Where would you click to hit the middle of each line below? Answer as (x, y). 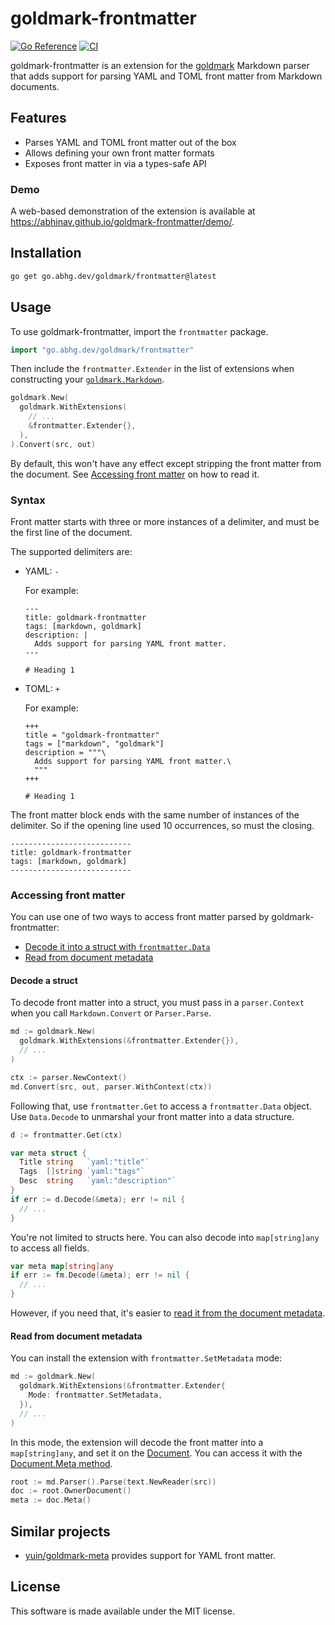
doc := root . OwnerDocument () (71, 1491)
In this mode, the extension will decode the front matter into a (137, 1442)
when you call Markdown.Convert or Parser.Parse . (111, 1013)
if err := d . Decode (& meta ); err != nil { (98, 1199)
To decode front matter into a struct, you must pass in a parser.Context (157, 1003)
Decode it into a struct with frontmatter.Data (117, 947)
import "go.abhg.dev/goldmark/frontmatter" (102, 350)
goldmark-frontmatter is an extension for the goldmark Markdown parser (160, 65)
